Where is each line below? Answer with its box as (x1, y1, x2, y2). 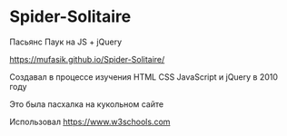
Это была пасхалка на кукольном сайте (9, 98, 164, 110)
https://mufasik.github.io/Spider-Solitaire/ (9, 53, 165, 64)
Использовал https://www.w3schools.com (9, 116, 171, 127)
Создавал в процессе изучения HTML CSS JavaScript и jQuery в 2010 (9, 71, 279, 83)
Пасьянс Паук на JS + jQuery (9, 36, 123, 47)
